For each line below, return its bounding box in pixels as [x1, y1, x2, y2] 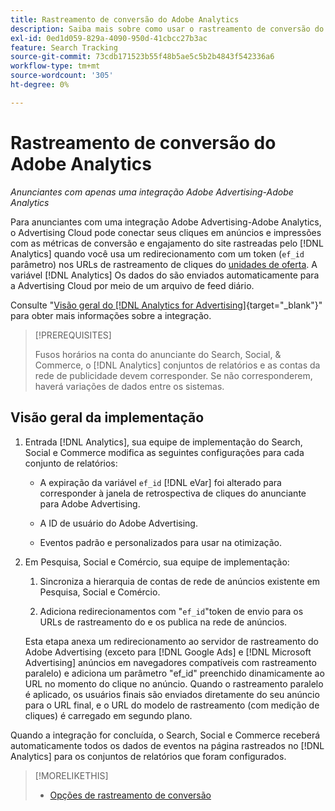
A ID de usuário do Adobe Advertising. [39, 517, 198, 529]
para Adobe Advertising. [39, 497, 141, 510]
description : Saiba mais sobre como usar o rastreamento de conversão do [10, 24, 325, 34]
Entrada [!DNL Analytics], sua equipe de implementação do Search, [24, 436, 303, 448]
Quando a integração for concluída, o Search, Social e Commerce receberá [10, 729, 321, 741]
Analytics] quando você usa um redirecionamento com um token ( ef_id [10, 247, 305, 260]
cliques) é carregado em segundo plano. [24, 709, 193, 721]
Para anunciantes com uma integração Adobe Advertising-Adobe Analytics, [10, 216, 322, 228]
